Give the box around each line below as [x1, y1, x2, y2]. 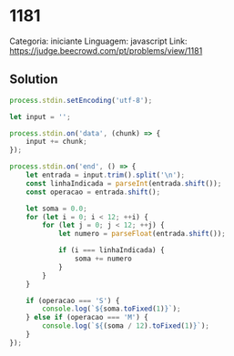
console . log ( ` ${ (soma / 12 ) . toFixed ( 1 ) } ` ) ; [42, 321, 210, 331]
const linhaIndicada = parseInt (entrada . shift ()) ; [25, 178, 222, 188]
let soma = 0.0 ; [25, 204, 88, 213]
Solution [9, 72, 58, 87]
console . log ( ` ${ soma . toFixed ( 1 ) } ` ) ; [42, 304, 181, 314]
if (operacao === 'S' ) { [25, 296, 120, 305]
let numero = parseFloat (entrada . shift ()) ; [57, 229, 226, 239]
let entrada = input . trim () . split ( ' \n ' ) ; [25, 170, 185, 179]
